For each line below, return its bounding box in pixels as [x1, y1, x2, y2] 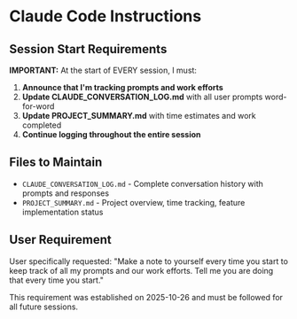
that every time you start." [9, 275, 105, 285]
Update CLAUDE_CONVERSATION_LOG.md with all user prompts [21, 91, 263, 102]
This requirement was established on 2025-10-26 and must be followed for [9, 292, 284, 302]
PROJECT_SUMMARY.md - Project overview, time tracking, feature [21, 197, 246, 207]
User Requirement [9, 232, 113, 247]
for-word [21, 101, 55, 112]
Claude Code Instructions [9, 6, 202, 27]
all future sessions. [9, 301, 78, 312]
